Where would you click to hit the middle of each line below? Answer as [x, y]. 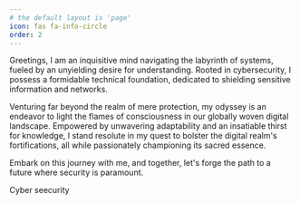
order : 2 [26, 34]
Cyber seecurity [39, 190]
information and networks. [59, 89]
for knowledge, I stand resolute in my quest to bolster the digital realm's [144, 136]
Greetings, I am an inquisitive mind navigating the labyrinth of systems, [141, 61]
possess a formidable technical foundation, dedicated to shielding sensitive [150, 80]
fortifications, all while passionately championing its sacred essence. [138, 145]
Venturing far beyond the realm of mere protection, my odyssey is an [138, 107]
